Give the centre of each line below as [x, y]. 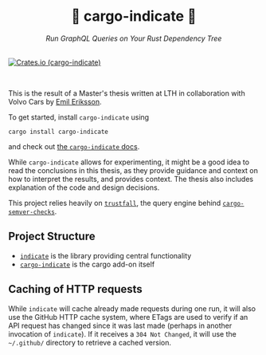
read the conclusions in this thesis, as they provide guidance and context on [133, 170]
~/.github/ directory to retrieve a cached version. [90, 342]
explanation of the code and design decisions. [84, 187]
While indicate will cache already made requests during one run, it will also [132, 308]
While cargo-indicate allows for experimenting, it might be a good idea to [129, 162]
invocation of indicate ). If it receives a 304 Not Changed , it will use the [122, 333]
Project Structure [52, 237]
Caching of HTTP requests [76, 289]
